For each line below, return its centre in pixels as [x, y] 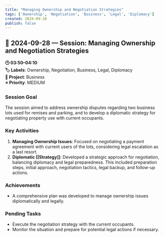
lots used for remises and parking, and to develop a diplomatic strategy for [80, 113]
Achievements [23, 185]
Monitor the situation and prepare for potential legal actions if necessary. [85, 230]
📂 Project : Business [25, 77]
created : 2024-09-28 [26, 19]
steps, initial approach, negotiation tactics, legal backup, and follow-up [84, 167]
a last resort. [25, 151]
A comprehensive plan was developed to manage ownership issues [80, 195]
